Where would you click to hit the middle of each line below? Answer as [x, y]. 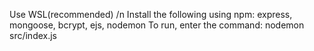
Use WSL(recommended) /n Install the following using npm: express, [151, 14]
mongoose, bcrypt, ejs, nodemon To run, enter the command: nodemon [157, 25]
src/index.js [33, 35]
